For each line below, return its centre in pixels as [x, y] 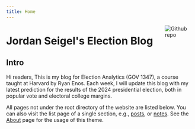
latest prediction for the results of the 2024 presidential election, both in [94, 89]
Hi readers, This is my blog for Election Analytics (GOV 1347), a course [92, 77]
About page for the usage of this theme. [55, 120]
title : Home [21, 12]
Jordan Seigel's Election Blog [80, 41]
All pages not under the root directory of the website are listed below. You [96, 107]
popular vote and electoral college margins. [59, 96]
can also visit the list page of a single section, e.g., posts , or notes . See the [97, 114]
